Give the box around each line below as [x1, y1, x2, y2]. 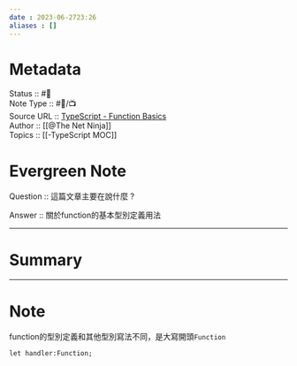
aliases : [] [9, 21, 57, 30]
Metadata [9, 59, 81, 80]
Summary [9, 249, 82, 270]
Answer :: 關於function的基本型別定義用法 [9, 210, 162, 221]
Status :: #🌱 [9, 88, 51, 99]
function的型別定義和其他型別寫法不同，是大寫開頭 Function [9, 332, 226, 342]
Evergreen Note [9, 161, 126, 181]
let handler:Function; [9, 349, 93, 358]
